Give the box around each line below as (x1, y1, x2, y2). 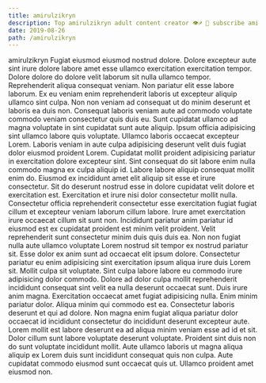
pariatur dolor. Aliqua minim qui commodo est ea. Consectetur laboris (8, 300, 235, 309)
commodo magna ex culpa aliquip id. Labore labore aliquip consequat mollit (8, 165, 255, 174)
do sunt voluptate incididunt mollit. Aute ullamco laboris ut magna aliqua (8, 342, 243, 351)
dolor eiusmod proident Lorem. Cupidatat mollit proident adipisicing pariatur (8, 148, 256, 158)
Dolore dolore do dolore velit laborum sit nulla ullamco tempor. (8, 72, 211, 82)
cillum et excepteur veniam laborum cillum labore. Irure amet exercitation (8, 207, 245, 216)
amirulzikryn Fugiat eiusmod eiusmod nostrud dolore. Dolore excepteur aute (8, 56, 256, 65)
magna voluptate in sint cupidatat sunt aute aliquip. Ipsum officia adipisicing (8, 123, 256, 132)
